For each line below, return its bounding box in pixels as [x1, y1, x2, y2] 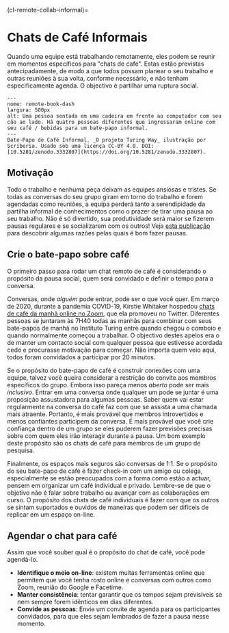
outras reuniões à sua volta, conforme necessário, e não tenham [7, 74, 189, 82]
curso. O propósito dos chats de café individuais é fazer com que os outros [7, 495, 219, 504]
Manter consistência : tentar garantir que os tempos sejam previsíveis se [16, 591, 223, 599]
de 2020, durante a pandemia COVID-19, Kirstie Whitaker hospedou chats [7, 302, 215, 310]
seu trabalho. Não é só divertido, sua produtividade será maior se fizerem [7, 214, 215, 222]
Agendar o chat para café [7, 530, 118, 541]
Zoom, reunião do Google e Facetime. [16, 583, 124, 591]
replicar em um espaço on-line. [7, 510, 96, 519]
